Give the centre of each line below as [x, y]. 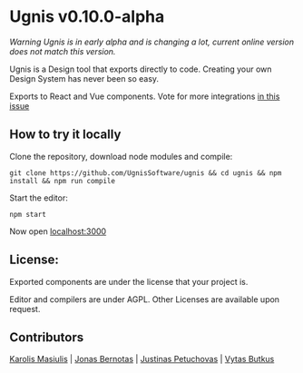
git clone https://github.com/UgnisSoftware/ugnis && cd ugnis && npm [146, 173]
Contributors [47, 337]
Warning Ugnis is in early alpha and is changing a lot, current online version [152, 42]
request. [25, 309]
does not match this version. [63, 51]
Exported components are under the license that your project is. [129, 281]
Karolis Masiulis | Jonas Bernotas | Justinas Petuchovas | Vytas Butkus [142, 359]
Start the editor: [39, 198]
